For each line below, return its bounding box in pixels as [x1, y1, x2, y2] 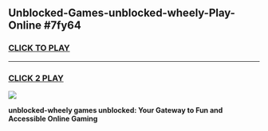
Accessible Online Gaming [8, 114, 98, 123]
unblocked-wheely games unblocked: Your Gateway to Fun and [8, 105, 223, 114]
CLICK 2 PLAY [8, 72, 64, 83]
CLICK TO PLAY [8, 43, 70, 54]
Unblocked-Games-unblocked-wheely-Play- [8, 6, 235, 20]
